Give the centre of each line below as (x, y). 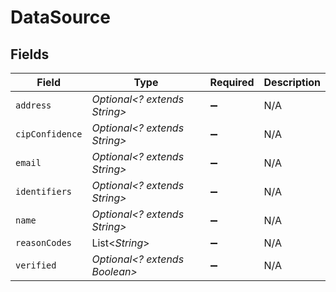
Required (232, 82)
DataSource (60, 17)
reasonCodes (44, 242)
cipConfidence (49, 134)
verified (36, 265)
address (33, 105)
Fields (30, 54)
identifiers (44, 191)
